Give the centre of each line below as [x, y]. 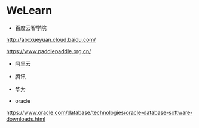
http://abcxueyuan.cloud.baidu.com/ [51, 39]
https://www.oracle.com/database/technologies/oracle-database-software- [99, 112]
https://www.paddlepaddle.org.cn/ [49, 51]
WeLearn [29, 10]
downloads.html [26, 119]
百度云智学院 [30, 28]
